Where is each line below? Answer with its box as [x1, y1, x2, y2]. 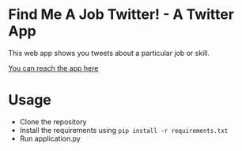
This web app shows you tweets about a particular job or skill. [8, 48, 210, 57]
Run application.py [19, 134, 81, 143]
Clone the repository [19, 116, 87, 127]
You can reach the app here [8, 63, 99, 72]
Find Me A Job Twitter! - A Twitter [8, 6, 235, 24]
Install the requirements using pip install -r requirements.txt [19, 125, 229, 134]
